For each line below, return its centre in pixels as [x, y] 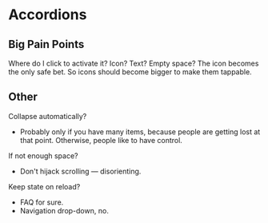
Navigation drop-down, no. [64, 210]
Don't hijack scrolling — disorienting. [80, 171]
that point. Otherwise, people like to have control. [101, 140]
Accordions [48, 15]
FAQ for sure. [42, 202]
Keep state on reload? [44, 186]
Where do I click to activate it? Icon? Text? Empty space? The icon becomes [134, 63]
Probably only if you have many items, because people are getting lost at [140, 131]
